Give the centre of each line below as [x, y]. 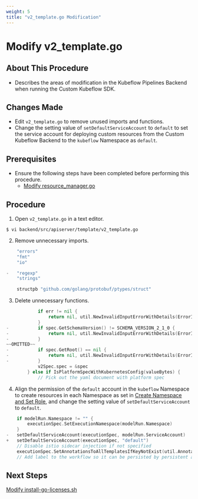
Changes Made [34, 107]
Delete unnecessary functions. [52, 301]
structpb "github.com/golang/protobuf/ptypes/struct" [84, 289]
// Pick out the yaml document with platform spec [101, 377]
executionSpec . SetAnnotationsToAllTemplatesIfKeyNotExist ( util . [97, 451]
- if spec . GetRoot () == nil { [57, 350]
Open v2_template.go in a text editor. [59, 218]
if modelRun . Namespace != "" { [55, 418]
